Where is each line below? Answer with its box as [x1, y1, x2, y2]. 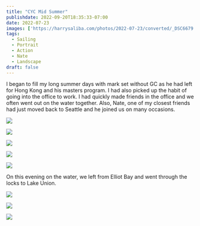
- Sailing [11, 36, 36, 42]
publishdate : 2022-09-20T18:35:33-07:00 [6, 14, 109, 20]
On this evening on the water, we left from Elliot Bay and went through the [6, 174, 187, 181]
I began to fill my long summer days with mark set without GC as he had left [6, 81, 193, 88]
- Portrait [11, 42, 39, 48]
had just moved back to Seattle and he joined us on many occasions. [6, 106, 176, 113]
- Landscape [11, 58, 42, 64]
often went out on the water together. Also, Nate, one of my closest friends [6, 100, 190, 107]
